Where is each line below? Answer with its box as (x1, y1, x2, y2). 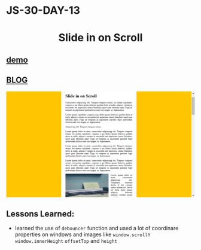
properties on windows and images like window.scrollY (14, 231, 151, 238)
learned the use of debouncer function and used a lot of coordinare (14, 225, 179, 232)
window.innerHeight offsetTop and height (14, 237, 118, 245)
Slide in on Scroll (58, 31, 143, 45)
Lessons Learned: (6, 209, 75, 219)
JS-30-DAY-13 (6, 4, 81, 17)
